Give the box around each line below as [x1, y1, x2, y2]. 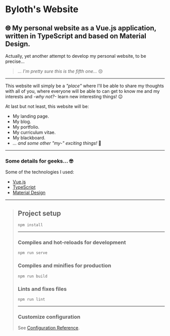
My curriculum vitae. [12, 129, 56, 135]
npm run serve [17, 250, 48, 255]
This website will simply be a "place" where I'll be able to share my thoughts [5, 83, 164, 89]
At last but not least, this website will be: [5, 103, 90, 109]
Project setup [17, 209, 61, 217]
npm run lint [17, 297, 46, 302]
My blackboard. [12, 135, 46, 140]
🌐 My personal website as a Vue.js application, [5, 24, 157, 32]
